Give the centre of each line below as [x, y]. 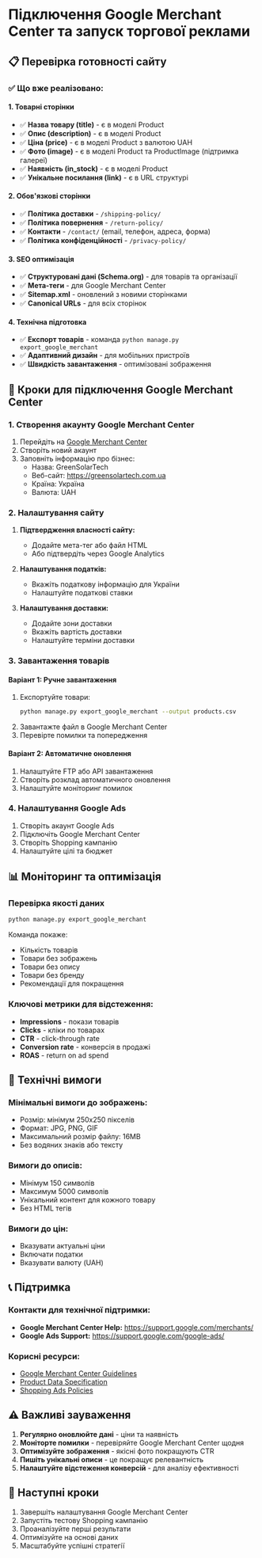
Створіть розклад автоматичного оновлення [95, 779]
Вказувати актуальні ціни [62, 1245]
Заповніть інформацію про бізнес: [77, 458]
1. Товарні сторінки [42, 107]
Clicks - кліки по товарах [62, 1030]
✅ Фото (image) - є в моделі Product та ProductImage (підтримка [129, 151]
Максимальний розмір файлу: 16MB [80, 1137]
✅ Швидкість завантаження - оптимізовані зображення [115, 364]
